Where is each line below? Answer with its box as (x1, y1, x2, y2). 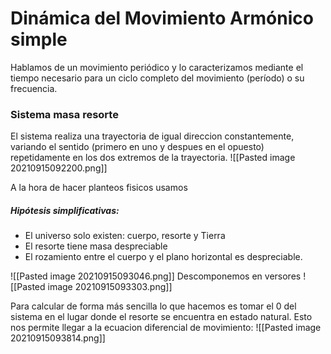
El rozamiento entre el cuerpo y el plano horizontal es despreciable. (24, 251, 303, 263)
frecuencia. (10, 82, 58, 94)
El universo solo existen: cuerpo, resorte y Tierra (24, 230, 226, 242)
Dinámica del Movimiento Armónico (10, 7, 314, 30)
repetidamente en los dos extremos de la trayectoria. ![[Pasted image (10, 152, 296, 164)
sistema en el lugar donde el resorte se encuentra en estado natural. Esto (10, 311, 313, 323)
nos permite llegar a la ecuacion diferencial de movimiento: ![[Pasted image (10, 322, 322, 334)
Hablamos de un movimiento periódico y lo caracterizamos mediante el (10, 61, 304, 73)
